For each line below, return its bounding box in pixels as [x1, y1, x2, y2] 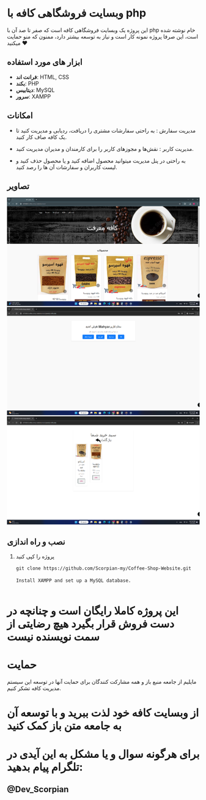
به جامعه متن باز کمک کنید [7, 719, 122, 733]
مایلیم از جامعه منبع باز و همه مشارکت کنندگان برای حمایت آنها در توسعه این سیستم [7, 678, 197, 686]
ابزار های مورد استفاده [7, 57, 83, 67]
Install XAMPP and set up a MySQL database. [15, 578, 131, 584]
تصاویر [7, 181, 30, 191]
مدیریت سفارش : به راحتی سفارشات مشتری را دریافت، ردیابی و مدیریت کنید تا [15, 127, 196, 134]
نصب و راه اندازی [7, 537, 65, 547]
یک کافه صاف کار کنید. [15, 133, 67, 141]
